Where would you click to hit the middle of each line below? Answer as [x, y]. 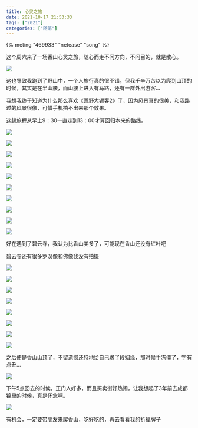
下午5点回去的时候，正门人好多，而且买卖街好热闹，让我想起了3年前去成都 [97, 388]
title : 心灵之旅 [24, 12]
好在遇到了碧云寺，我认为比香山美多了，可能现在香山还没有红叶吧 [86, 244]
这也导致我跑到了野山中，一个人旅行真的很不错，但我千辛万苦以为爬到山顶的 [99, 81]
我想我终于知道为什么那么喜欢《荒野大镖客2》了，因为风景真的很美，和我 [95, 100]
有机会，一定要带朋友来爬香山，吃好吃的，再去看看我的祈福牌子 [83, 419]
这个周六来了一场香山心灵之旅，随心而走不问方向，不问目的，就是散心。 [94, 57]
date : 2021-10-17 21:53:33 [39, 17]
